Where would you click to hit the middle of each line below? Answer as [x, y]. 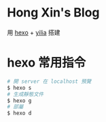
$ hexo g [19, 101]
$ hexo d [19, 113]
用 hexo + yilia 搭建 [34, 32]
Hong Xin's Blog [53, 13]
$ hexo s [19, 88]
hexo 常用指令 [47, 63]
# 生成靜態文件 [25, 94]
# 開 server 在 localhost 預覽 [49, 81]
